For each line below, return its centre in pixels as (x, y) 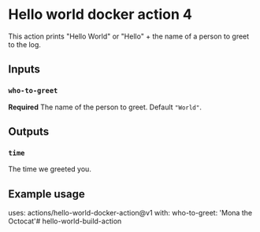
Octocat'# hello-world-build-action (65, 221)
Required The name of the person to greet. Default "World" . (105, 107)
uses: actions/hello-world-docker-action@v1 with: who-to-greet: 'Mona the (130, 213)
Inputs (24, 70)
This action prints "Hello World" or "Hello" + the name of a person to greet (129, 36)
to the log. (25, 44)
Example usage (46, 194)
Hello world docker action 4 (100, 15)
